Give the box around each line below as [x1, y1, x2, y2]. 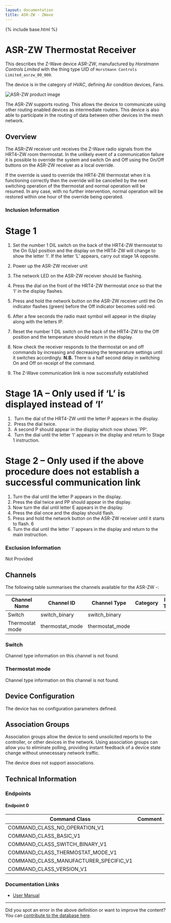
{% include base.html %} [5, 26, 58, 32]
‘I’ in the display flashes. [12, 288, 64, 294]
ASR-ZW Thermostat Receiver [5, 44, 136, 56]
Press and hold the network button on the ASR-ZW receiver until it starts [12, 515, 165, 521]
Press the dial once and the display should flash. [12, 509, 115, 516]
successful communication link [5, 477, 141, 489]
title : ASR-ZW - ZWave [5, 12, 53, 17]
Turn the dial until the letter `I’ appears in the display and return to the [12, 526, 158, 532]
